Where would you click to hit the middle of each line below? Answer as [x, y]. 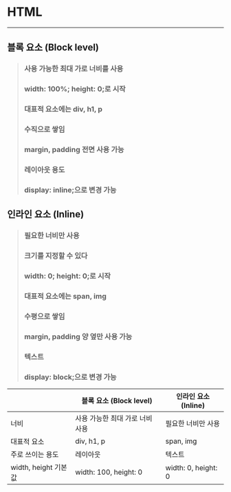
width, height [32, 467]
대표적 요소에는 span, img [65, 296]
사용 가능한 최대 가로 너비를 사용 [74, 69]
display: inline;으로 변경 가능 [70, 190]
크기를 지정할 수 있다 [56, 256]
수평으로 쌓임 [44, 316]
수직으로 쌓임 [44, 129]
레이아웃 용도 [44, 169]
